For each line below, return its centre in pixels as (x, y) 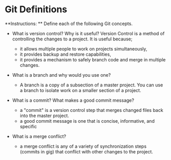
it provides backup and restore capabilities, (65, 54)
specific (28, 126)
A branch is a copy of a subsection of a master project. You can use (91, 85)
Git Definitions (36, 9)
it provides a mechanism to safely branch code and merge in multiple (93, 59)
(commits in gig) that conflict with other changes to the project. (86, 151)
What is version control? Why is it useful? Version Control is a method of (88, 33)
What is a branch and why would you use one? (61, 75)
